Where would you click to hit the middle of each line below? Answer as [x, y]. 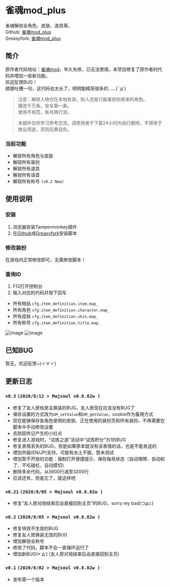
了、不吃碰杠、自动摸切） [40, 465]
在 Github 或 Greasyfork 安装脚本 [45, 233]
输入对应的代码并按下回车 [40, 293]
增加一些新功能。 [32, 76]
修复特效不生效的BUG [35, 528]
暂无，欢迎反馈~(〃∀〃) [31, 363]
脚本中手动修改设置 [33, 427]
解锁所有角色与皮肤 [33, 156]
